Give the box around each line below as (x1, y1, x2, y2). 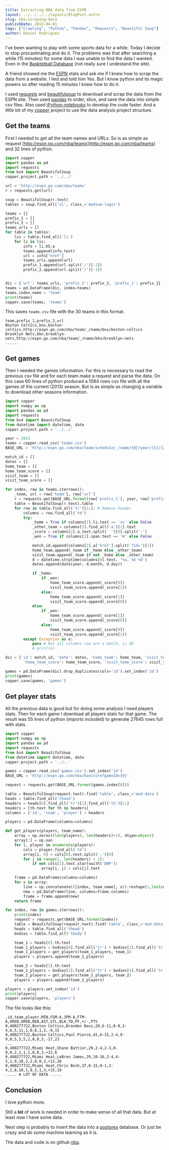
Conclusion (5, 1085, 42, 1095)
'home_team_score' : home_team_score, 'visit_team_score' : (23, 660, 147, 665)
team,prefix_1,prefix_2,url (5, 318, 64, 323)
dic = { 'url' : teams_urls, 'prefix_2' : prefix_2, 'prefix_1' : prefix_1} (5, 281, 161, 286)
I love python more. (5, 1099, 45, 1105)
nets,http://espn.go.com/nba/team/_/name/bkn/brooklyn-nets (5, 336, 134, 341)
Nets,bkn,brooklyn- (25, 331, 66, 337)
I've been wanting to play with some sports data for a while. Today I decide (5, 45, 161, 50)
